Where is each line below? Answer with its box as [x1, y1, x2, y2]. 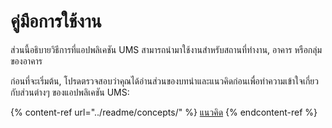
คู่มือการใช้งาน [10, 10, 102, 33]
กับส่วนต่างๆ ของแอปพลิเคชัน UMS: [10, 86, 130, 98]
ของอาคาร [10, 55, 43, 67]
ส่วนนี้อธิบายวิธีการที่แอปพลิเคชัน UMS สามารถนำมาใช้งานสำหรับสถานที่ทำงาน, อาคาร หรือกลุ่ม [10, 43, 323, 55]
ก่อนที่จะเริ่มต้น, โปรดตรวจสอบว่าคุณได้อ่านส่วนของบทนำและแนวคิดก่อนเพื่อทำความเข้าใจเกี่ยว [10, 75, 319, 87]
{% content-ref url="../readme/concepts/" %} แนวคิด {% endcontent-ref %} [10, 106, 318, 118]
